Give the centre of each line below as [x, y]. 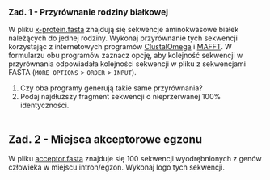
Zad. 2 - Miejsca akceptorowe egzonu [105, 139]
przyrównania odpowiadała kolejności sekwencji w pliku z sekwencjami [127, 64]
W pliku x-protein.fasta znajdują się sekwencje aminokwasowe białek [124, 30]
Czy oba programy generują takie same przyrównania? [112, 88]
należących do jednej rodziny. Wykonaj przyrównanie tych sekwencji [123, 38]
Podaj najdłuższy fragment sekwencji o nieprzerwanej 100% [120, 97]
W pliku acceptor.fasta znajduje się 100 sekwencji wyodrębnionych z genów [135, 159]
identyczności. [44, 105]
